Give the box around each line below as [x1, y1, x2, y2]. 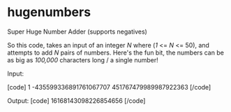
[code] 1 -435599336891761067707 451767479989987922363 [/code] [7, 83, 211, 91]
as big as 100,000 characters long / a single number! [7, 55, 158, 64]
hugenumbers [7, 4, 91, 20]
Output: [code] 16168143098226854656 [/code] [7, 96, 146, 105]
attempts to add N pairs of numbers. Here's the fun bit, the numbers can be [7, 48, 225, 57]
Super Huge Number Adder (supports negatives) [7, 27, 148, 36]
